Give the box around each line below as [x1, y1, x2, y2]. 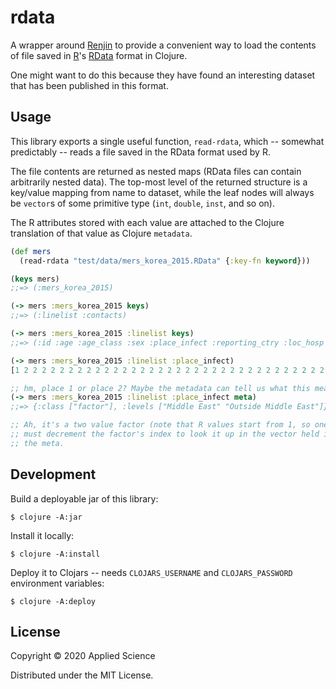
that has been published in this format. [10, 79, 169, 91]
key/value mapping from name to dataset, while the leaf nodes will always [10, 186, 315, 198]
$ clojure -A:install [10, 549, 101, 559]
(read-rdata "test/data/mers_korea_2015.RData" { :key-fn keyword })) [19, 256, 311, 266]
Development [10, 466, 97, 483]
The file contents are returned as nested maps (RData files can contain [10, 165, 302, 177]
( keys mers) [10, 274, 60, 284]
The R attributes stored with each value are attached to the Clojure [10, 216, 285, 228]
